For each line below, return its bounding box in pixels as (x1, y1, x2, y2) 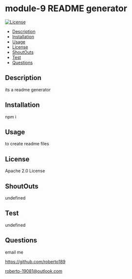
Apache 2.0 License (5, 168, 45, 174)
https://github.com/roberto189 (5, 259, 66, 264)
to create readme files (5, 141, 50, 147)
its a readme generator (5, 86, 51, 93)
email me (5, 249, 23, 255)
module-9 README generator (5, 3, 128, 14)
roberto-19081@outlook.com (5, 268, 62, 274)
